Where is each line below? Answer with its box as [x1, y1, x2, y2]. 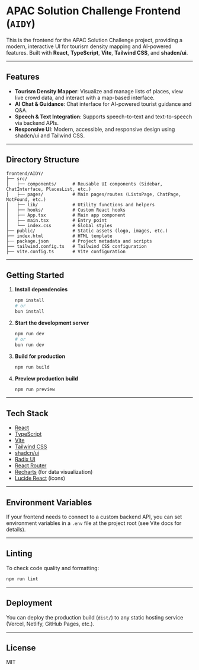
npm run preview [14, 386, 55, 392]
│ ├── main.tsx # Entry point [6, 217, 108, 224]
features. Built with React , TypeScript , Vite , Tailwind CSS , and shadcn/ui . [6, 49, 188, 56]
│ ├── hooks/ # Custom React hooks [6, 207, 126, 213]
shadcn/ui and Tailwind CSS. [14, 132, 85, 139]
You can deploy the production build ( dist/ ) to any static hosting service [6, 614, 184, 621]
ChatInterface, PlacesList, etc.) [6, 186, 92, 192]
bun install [14, 309, 44, 314]
